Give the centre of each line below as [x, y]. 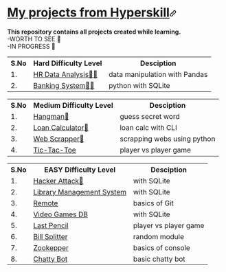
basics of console [161, 247]
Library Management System [80, 192]
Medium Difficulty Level [73, 105]
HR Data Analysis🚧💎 [66, 74]
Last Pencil [51, 225]
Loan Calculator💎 [61, 127]
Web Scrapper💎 [59, 139]
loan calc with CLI [148, 127]
